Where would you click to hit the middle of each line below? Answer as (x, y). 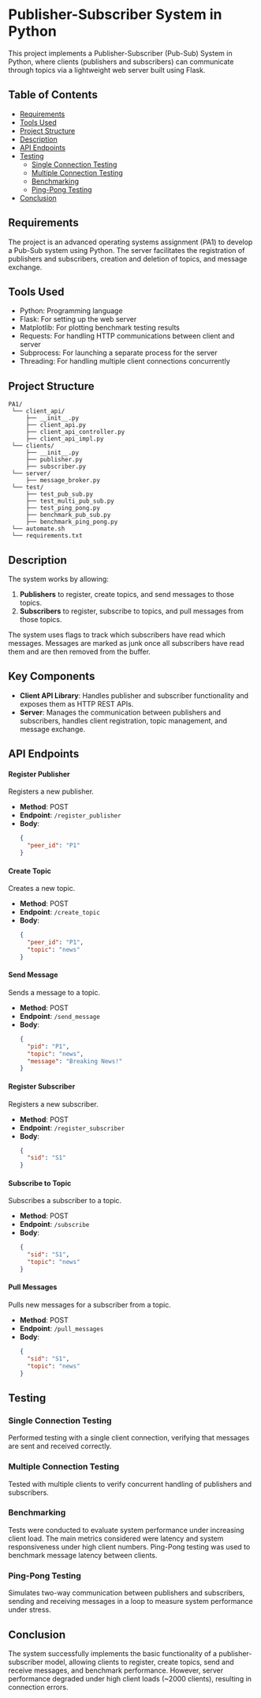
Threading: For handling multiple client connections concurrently (125, 361)
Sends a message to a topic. (54, 992)
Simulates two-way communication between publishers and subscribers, (127, 1593)
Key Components (52, 676)
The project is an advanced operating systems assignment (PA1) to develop (130, 242)
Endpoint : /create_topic (60, 912)
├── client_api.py (56, 425)
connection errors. (38, 1687)
